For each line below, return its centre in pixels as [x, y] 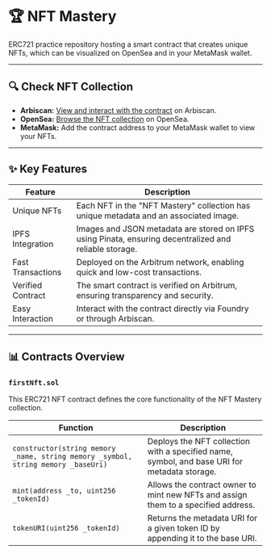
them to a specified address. [201, 505]
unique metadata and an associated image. [158, 216]
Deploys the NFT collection [198, 442]
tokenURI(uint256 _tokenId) [66, 528]
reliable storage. [107, 249]
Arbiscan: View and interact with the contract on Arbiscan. [118, 110]
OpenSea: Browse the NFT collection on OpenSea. [104, 119]
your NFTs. [38, 136]
